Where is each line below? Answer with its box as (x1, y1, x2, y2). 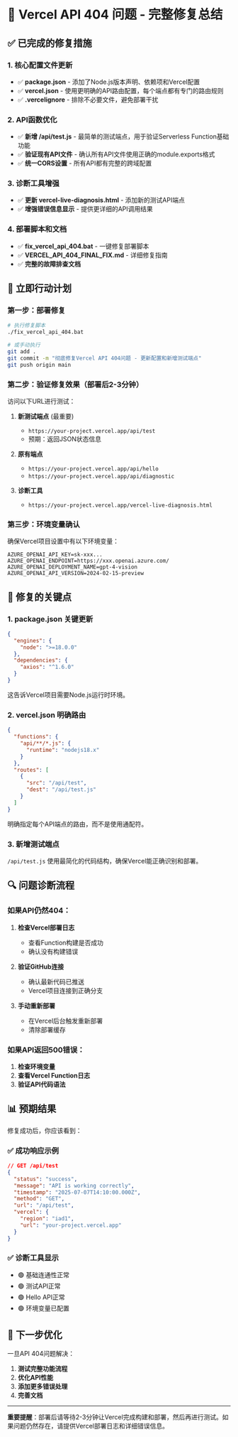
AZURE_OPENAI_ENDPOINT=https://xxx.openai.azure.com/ (7, 557, 170, 565)
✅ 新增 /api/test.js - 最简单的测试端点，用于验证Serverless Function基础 (17, 132, 229, 141)
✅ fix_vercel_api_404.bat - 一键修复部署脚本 (17, 242, 149, 250)
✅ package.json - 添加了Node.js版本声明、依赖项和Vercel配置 (17, 77, 200, 86)
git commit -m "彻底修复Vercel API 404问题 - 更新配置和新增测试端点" (7, 355, 202, 362)
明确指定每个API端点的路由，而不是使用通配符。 (7, 819, 148, 828)
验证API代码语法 (17, 1080, 66, 1088)
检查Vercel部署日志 (17, 923, 75, 932)
